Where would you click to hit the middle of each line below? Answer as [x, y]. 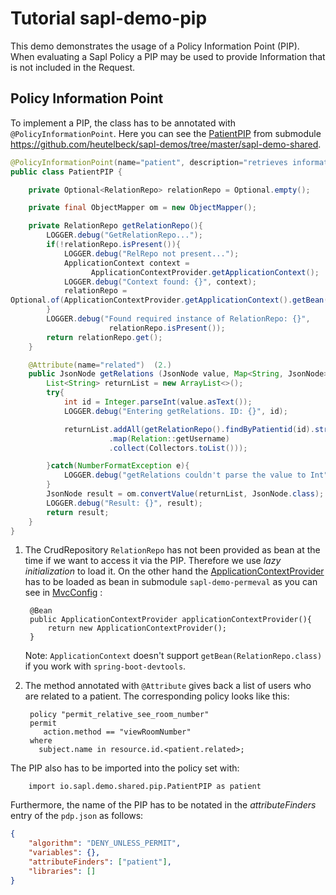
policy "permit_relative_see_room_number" [119, 715]
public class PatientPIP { [66, 172]
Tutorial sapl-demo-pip [109, 18]
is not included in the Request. [73, 67]
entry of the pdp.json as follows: [77, 816]
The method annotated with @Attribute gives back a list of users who [168, 686]
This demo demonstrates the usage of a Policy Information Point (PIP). [155, 46]
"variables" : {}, [64, 853]
